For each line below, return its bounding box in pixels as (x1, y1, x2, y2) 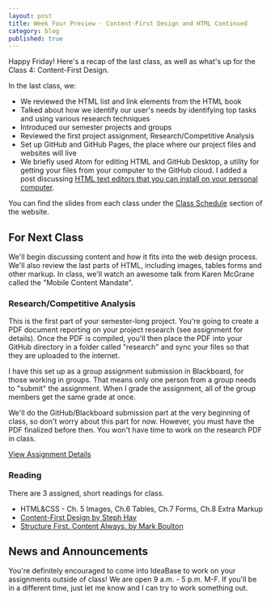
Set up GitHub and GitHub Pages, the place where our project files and (19, 139, 256, 150)
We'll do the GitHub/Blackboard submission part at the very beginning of (8, 408, 251, 418)
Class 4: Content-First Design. (8, 66, 109, 75)
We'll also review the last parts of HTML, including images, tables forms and (8, 261, 262, 271)
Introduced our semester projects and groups (19, 122, 172, 132)
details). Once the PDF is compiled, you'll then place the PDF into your (8, 334, 243, 343)
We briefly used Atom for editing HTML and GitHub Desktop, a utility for (19, 157, 260, 167)
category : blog (8, 27, 60, 35)
